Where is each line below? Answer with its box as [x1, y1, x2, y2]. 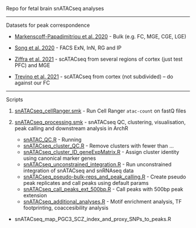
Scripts [6, 96, 23, 103]
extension [23, 192, 47, 199]
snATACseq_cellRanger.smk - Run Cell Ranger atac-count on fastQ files [14, 107, 187, 114]
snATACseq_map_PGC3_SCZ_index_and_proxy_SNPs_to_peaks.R [14, 216, 171, 222]
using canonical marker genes [23, 155, 96, 162]
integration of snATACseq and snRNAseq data [23, 167, 134, 174]
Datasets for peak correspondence [6, 22, 90, 29]
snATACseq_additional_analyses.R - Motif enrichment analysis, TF [23, 198, 182, 205]
